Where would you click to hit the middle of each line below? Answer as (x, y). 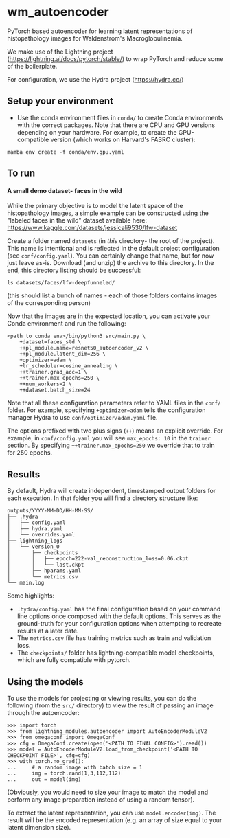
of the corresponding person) (49, 303)
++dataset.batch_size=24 (55, 390)
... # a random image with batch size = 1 (75, 767)
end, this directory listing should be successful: (74, 270)
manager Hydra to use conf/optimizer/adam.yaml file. (82, 418)
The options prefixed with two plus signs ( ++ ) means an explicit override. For (115, 431)
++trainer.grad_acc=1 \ (54, 372)
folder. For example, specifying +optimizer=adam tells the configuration (106, 410)
